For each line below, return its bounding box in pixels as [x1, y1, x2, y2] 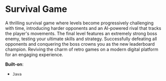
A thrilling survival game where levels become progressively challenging [5, 20, 154, 26]
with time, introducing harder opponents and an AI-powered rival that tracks [5, 25, 162, 31]
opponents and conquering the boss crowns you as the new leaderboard [5, 41, 155, 47]
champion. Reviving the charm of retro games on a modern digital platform [5, 46, 159, 52]
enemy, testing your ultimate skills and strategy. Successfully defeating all [5, 36, 157, 42]
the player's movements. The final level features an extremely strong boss [5, 30, 158, 36]
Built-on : [5, 61, 24, 67]
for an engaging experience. [5, 51, 63, 58]
